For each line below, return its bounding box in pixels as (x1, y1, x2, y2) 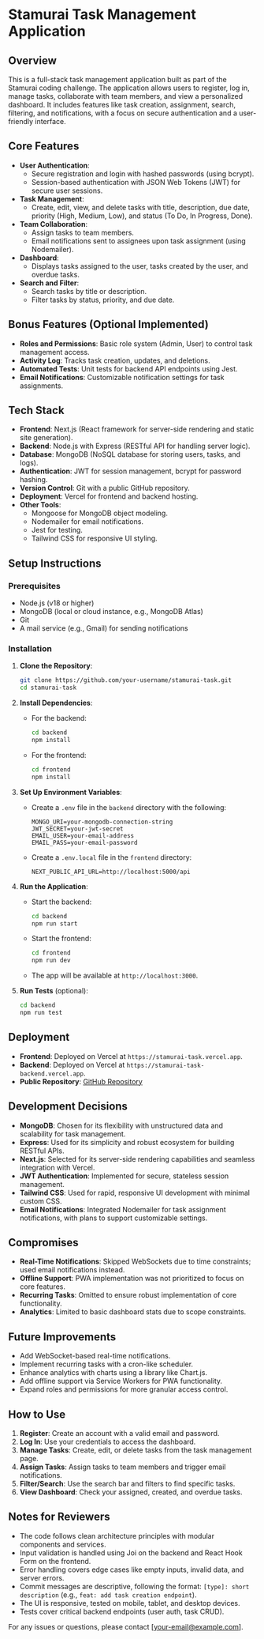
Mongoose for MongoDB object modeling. (31, 508, 168, 518)
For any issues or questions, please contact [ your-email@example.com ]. (8, 1622, 244, 1631)
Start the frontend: (31, 934, 92, 944)
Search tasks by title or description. (31, 286, 147, 296)
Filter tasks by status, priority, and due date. (31, 295, 175, 304)
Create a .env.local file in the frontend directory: (31, 852, 192, 862)
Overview (8, 54, 58, 67)
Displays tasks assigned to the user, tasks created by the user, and (31, 261, 248, 270)
